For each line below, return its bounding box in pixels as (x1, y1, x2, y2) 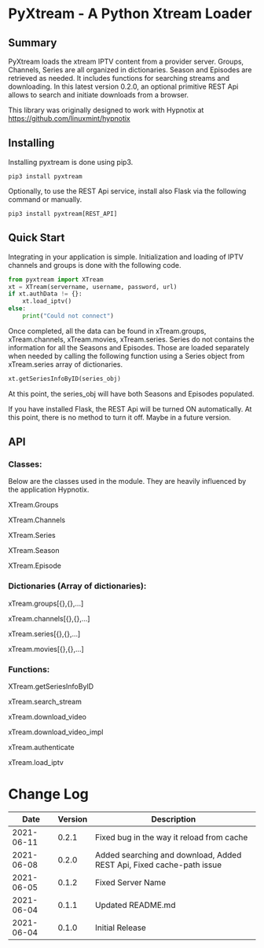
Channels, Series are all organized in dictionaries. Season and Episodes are (8, 65, 253, 75)
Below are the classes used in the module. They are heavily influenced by (8, 477, 247, 486)
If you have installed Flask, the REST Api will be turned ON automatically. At (8, 404, 252, 413)
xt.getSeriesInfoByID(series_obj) (8, 375, 122, 382)
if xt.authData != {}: (8, 290, 82, 298)
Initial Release (95, 922, 147, 933)
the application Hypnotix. (8, 485, 90, 495)
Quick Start (8, 231, 65, 244)
